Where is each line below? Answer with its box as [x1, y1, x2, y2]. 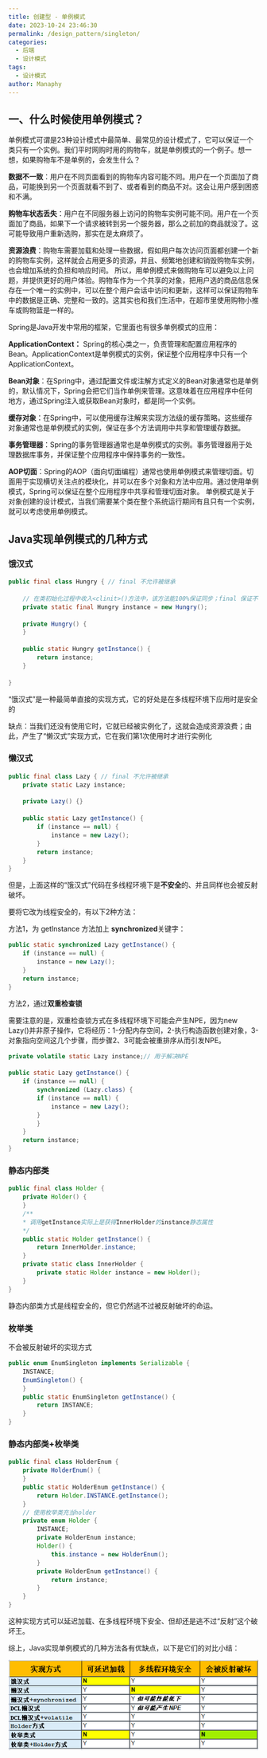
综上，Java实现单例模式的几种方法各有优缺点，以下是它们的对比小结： [8, 1643, 240, 1653]
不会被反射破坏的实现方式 [8, 1343, 92, 1352]
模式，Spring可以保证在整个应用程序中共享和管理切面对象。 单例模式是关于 [8, 487, 255, 496]
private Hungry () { [22, 620, 87, 628]
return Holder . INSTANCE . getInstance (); [37, 1491, 169, 1500]
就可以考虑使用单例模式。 [8, 507, 92, 516]
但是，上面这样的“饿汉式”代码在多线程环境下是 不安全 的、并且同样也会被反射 [8, 881, 258, 890]
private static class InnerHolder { [22, 1260, 145, 1269]
